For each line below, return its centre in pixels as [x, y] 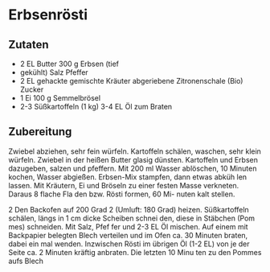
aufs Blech [26, 261]
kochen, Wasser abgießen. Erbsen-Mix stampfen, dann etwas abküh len [128, 177]
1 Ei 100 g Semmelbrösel [60, 98]
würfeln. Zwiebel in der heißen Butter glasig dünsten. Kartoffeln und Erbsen [133, 159]
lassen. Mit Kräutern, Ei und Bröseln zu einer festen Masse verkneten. [124, 185]
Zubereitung [40, 132]
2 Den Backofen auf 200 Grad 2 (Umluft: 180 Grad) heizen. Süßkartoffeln [129, 209]
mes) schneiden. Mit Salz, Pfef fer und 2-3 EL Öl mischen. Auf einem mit [128, 226]
